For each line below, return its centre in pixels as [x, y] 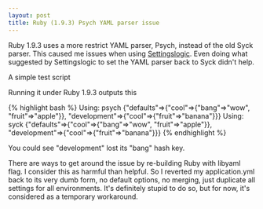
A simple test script [39, 77]
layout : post [29, 15]
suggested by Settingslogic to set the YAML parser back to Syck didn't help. [131, 62]
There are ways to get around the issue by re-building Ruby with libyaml [124, 163]
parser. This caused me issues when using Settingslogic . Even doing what [128, 53]
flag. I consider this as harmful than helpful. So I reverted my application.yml [131, 171]
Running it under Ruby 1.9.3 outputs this [73, 92]
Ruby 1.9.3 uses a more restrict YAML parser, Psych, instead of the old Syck [131, 45]
